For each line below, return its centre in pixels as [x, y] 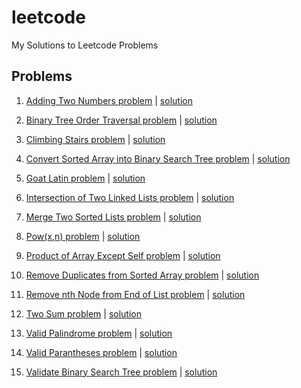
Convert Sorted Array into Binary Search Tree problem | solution [158, 158]
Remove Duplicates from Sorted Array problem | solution [142, 275]
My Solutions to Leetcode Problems [85, 45]
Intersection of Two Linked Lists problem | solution [130, 197]
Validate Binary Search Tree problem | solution [121, 372]
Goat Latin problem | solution [85, 178]
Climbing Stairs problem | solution [95, 139]
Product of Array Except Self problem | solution [123, 255]
